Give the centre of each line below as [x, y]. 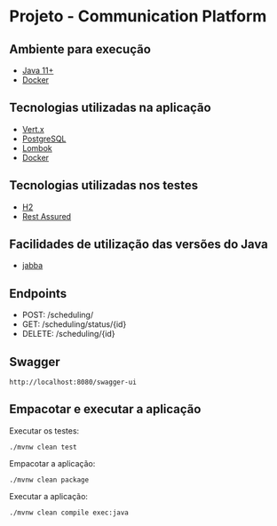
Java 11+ [38, 70]
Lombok [37, 147]
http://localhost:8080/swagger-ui [73, 383]
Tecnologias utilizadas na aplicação [110, 108]
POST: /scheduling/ [58, 315]
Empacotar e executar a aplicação [105, 409]
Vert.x [33, 129]
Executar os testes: [44, 430]
